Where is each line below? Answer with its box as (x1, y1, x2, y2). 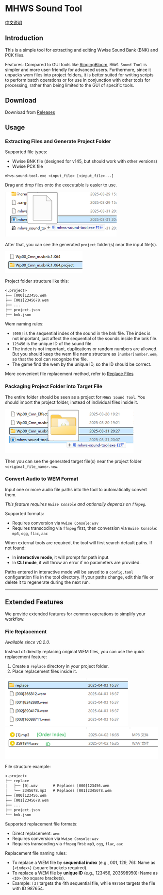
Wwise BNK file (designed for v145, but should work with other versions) (12, 159, 158, 164)
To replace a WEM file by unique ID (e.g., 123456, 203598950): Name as (12, 870, 158, 876)
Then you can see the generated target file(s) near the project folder (5, 458, 142, 464)
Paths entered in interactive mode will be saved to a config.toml (5, 569, 133, 574)
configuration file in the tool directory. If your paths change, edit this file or (5, 574, 154, 580)
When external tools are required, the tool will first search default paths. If (5, 539, 153, 545)
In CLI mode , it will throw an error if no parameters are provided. (12, 559, 141, 565)
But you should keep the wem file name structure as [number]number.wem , (12, 351, 158, 357)
